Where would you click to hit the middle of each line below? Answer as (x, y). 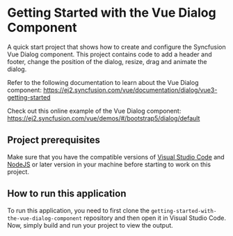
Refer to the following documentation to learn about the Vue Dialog (103, 82)
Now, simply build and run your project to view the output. (90, 225)
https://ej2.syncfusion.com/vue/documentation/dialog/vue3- (130, 90)
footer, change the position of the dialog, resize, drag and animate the (107, 61)
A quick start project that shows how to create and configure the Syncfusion (116, 47)
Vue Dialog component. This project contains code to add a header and (110, 54)
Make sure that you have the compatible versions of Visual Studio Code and (116, 157)
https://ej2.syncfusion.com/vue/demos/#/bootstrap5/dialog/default (104, 118)
